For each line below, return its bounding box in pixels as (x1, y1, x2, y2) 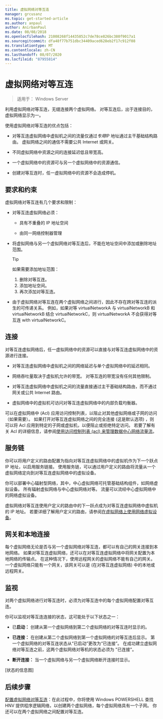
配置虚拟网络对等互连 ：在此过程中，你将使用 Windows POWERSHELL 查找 (5, 697, 154, 703)
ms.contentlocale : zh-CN (5, 48, 55, 52)
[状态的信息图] (5, 667, 34, 673)
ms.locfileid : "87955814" (5, 57, 57, 62)
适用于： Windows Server (16, 96, 69, 102)
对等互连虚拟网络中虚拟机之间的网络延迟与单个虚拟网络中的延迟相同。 (12, 363, 153, 368)
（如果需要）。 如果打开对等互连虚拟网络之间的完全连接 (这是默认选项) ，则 (5, 416, 154, 422)
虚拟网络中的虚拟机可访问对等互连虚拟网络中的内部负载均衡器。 (12, 399, 140, 405)
